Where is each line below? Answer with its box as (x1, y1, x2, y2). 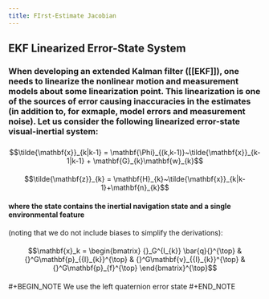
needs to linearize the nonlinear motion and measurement (8, 76, 239, 87)
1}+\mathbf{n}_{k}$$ (100, 182, 170, 193)
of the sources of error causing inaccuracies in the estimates (8, 96, 251, 107)
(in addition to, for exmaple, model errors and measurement (8, 105, 247, 117)
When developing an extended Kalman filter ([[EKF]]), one (8, 65, 239, 76)
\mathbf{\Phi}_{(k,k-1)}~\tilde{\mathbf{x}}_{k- (109, 147, 261, 157)
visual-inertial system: (8, 125, 99, 137)
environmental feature (8, 210, 85, 219)
